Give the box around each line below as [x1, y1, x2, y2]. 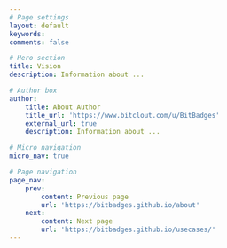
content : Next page [41, 217, 113, 226]
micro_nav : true [9, 151, 69, 160]
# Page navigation [9, 167, 77, 176]
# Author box [9, 86, 58, 95]
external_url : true [25, 119, 98, 128]
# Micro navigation [9, 143, 82, 152]
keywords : [9, 29, 46, 38]
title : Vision [9, 62, 62, 71]
